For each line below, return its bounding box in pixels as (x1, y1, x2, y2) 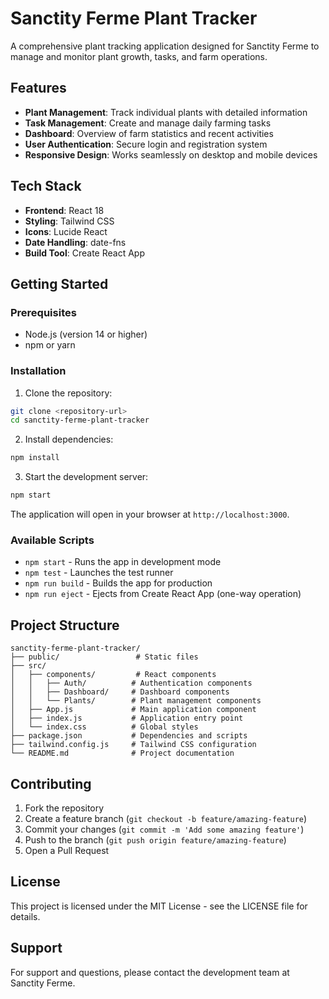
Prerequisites (10, 305, 77, 319)
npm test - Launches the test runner (24, 567, 174, 579)
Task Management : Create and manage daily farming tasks (24, 117, 272, 129)
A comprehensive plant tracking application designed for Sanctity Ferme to (10, 40, 320, 52)
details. (10, 910, 41, 922)
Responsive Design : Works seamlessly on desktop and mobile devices (24, 148, 318, 161)
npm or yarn (24, 339, 76, 351)
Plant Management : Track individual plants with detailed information (24, 106, 308, 118)
